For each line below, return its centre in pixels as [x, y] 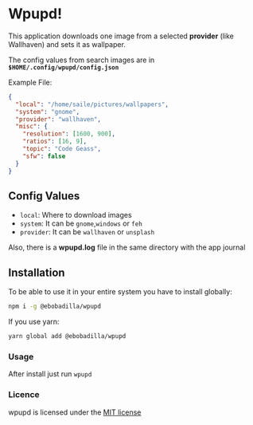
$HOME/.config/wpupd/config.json [64, 67]
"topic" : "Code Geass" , [62, 149]
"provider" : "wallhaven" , [58, 119]
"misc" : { [31, 127]
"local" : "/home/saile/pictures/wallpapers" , [92, 104]
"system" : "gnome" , [48, 112]
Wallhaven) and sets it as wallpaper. [67, 44]
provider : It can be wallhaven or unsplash [87, 232]
